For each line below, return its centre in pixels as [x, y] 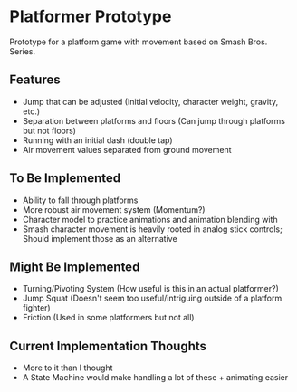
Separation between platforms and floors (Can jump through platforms [153, 120]
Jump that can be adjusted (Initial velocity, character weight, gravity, [150, 101]
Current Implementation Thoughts [108, 346]
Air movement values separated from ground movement [127, 149]
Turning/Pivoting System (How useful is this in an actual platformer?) [150, 289]
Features [35, 80]
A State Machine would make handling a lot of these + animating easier [155, 378]
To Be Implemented [65, 178]
